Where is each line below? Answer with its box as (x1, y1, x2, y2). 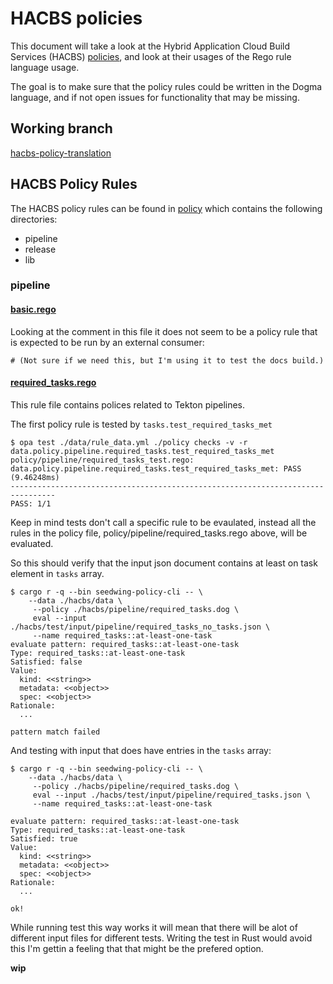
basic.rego (10, 303, 57, 316)
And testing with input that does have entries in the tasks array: (10, 744, 272, 756)
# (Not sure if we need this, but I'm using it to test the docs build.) (10, 355, 325, 366)
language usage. (10, 61, 80, 73)
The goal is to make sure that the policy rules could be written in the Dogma (10, 80, 323, 92)
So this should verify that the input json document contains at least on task (10, 557, 318, 569)
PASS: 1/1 (10, 498, 52, 509)
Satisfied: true (10, 833, 78, 844)
